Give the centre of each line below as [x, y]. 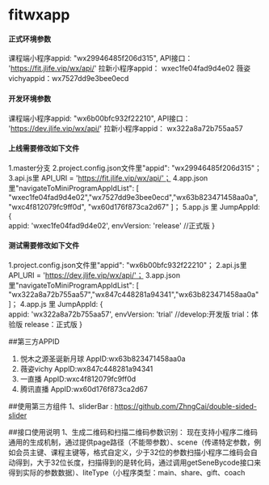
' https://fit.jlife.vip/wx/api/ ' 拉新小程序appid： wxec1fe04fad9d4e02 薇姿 [130, 68]
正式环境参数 [29, 39]
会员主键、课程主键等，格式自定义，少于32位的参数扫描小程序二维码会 [133, 452]
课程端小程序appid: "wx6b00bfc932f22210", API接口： [99, 118]
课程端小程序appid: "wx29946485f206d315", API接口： [101, 58]
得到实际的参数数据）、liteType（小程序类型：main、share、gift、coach [127, 472]
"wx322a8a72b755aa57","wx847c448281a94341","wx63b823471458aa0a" [134, 294]
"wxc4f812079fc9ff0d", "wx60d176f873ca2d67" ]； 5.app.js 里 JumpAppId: [134, 206]
